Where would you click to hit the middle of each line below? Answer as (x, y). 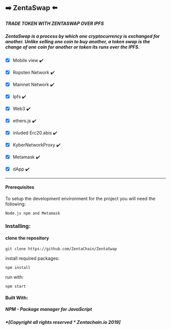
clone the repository (27, 238)
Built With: (17, 297)
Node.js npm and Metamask (33, 213)
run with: (15, 277)
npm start (16, 287)
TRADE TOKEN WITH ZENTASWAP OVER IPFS (55, 23)
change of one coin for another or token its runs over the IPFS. (73, 47)
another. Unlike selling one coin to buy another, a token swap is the (78, 42)
